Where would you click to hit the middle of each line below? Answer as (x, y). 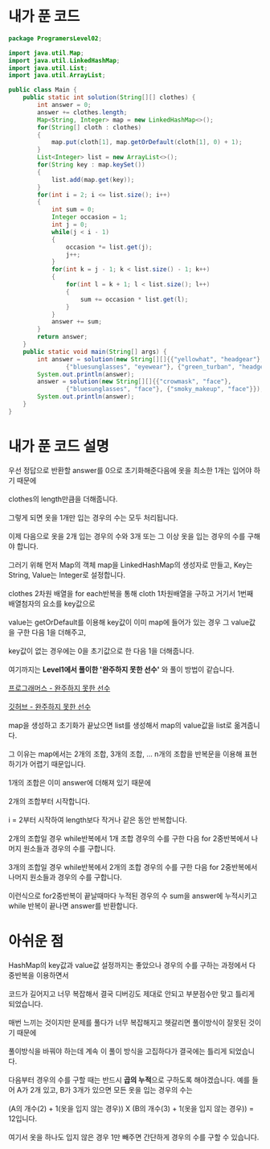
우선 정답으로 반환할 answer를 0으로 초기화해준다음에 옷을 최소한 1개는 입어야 (130, 470)
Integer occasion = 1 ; (89, 217)
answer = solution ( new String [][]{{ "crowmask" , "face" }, (134, 382)
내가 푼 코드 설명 (59, 447)
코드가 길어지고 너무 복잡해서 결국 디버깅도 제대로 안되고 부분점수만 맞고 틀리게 (132, 994)
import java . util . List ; (48, 68)
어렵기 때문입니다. (57, 764)
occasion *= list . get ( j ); (109, 247)
